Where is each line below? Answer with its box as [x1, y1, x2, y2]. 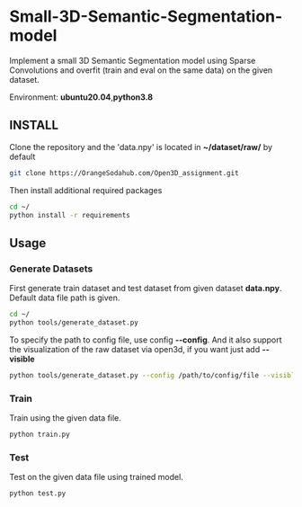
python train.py [9, 430, 70, 439]
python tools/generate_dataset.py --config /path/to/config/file [9, 370, 259, 379]
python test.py [9, 489, 67, 498]
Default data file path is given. [9, 292, 120, 303]
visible [9, 353, 35, 364]
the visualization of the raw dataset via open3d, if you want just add [9, 343, 261, 354]
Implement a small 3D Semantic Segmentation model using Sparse [9, 55, 256, 66]
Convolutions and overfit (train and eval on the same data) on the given [9, 65, 273, 76]
